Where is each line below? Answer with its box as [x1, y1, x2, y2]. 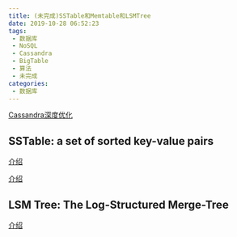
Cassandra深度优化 [8, 110, 73, 120]
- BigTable [11, 57, 49, 66]
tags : [8, 27, 27, 35]
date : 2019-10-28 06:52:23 [8, 19, 99, 28]
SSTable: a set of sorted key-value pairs [8, 134, 214, 148]
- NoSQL [11, 42, 38, 50]
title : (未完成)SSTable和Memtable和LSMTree [8, 11, 151, 20]
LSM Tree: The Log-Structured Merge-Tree [8, 197, 229, 211]
